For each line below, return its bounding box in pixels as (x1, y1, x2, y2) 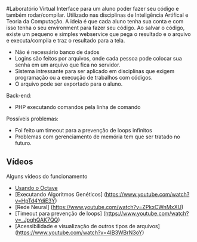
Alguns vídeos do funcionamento (6, 173, 88, 180)
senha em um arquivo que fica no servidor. (14, 61, 121, 68)
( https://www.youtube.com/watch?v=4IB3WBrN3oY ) (14, 229, 144, 236)
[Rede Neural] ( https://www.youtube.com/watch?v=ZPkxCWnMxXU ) (14, 203, 184, 210)
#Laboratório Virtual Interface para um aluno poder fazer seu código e (6, 5, 179, 12)
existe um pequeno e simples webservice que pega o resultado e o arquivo (6, 31, 191, 38)
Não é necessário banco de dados (14, 49, 100, 56)
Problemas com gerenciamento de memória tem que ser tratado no (14, 133, 180, 140)
